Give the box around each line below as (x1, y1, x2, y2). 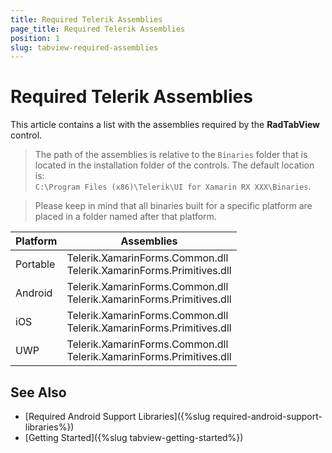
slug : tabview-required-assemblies (10, 42, 159, 53)
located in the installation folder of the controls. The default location (34, 159, 315, 171)
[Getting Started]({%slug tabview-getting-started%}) (24, 432, 244, 443)
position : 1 (10, 33, 60, 43)
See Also (10, 384, 67, 401)
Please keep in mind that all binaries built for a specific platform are (34, 200, 313, 212)
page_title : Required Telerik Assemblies (10, 24, 186, 34)
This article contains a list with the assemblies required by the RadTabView (10, 119, 321, 131)
